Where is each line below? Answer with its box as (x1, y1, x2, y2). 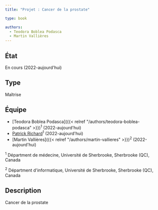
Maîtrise (5, 91, 21, 97)
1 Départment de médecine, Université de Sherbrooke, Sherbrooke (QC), (5, 151, 150, 158)
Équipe (5, 105, 27, 114)
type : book (5, 16, 27, 21)
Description (5, 187, 41, 195)
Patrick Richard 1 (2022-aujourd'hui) (12, 130, 83, 136)
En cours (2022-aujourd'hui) (5, 64, 62, 70)
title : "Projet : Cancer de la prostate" (5, 7, 90, 12)
